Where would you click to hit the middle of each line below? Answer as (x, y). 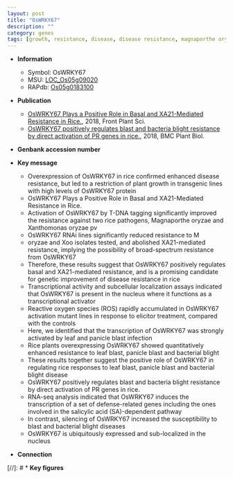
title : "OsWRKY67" (34, 20)
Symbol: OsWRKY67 (57, 73)
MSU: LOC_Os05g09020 (63, 80)
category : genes (31, 33)
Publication (34, 100)
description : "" (31, 26)
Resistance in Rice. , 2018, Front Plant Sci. (86, 121)
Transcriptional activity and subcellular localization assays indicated (125, 287)
